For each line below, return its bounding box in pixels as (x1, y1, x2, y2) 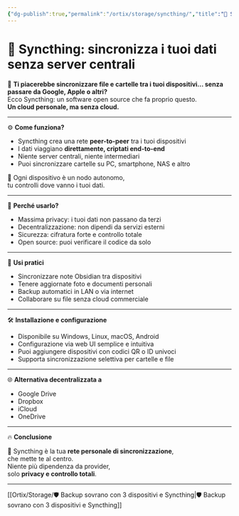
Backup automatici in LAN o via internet (17, 287, 134, 295)
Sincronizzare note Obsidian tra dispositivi (17, 272, 142, 280)
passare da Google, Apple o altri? (7, 87, 108, 96)
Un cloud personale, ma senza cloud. (7, 102, 119, 111)
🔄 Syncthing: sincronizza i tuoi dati (7, 41, 217, 57)
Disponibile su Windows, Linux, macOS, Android (17, 332, 159, 340)
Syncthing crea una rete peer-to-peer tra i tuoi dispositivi (17, 137, 186, 145)
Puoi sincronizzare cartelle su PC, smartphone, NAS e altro (17, 159, 191, 168)
